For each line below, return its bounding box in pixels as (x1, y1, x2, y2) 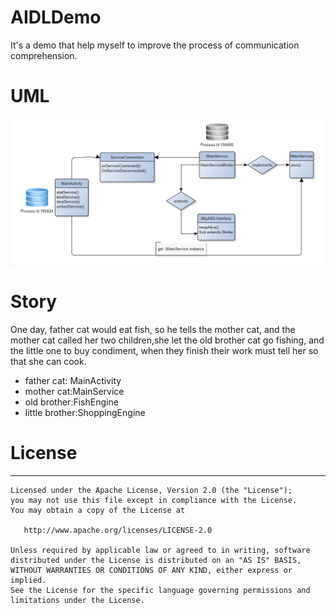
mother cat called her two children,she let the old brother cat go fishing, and (10, 334, 325, 346)
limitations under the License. (10, 596, 145, 606)
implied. (10, 576, 47, 586)
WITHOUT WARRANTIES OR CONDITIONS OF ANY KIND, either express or (10, 566, 293, 576)
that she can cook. (10, 356, 87, 368)
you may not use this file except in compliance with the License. (10, 496, 298, 506)
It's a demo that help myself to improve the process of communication (10, 39, 300, 51)
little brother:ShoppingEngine (24, 407, 146, 419)
